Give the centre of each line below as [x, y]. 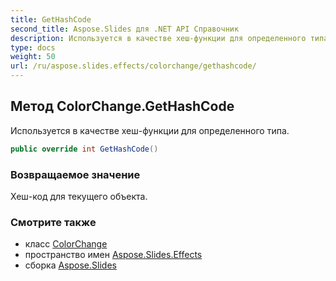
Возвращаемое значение [75, 174]
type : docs [33, 47]
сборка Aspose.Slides [70, 265]
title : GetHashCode [51, 19]
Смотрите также [53, 222]
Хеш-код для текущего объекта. [79, 196]
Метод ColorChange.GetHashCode [122, 106]
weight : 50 [33, 57]
